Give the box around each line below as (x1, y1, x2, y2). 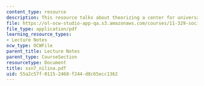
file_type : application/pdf (6, 25, 78, 32)
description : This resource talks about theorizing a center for (6, 15, 175, 21)
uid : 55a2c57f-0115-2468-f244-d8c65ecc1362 (6, 71, 118, 77)
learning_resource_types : (6, 31, 72, 38)
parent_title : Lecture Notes (6, 48, 80, 55)
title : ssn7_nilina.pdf (6, 65, 67, 71)
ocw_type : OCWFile (6, 43, 53, 49)
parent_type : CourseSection (6, 54, 78, 60)
